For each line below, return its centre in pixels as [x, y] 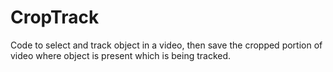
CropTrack [55, 17]
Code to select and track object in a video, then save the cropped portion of [166, 45]
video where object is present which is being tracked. [121, 55]
